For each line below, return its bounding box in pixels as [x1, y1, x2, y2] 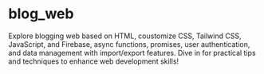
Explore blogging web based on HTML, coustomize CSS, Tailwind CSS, [8, 31, 242, 41]
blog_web [8, 5, 74, 23]
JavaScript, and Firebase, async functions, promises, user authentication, [8, 39, 250, 49]
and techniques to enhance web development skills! [8, 56, 179, 66]
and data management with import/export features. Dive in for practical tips [8, 48, 257, 57]
